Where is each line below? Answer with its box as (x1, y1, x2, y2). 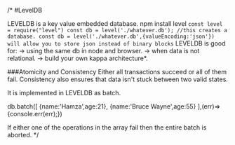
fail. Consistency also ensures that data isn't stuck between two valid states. (7, 75, 228, 83)
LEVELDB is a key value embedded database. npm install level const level (7, 20, 223, 27)
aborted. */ (7, 131, 39, 139)
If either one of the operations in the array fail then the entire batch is (7, 123, 207, 132)
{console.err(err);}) (7, 110, 63, 118)
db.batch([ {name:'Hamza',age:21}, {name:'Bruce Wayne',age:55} (7, 102, 196, 111)
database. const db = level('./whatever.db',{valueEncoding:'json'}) (7, 33, 215, 40)
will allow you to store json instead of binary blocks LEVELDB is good (7, 39, 226, 48)
